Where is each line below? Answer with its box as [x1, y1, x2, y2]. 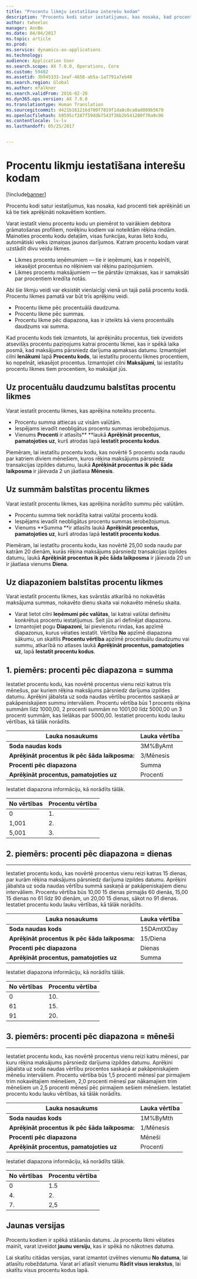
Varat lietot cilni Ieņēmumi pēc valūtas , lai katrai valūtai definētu [14, 611, 171, 618]
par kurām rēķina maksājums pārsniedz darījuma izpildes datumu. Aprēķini [6, 876, 186, 883]
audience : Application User [6, 58, 75, 63]
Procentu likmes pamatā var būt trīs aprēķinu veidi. [6, 292, 129, 300]
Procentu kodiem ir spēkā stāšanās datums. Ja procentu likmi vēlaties [6, 1236, 175, 1243]
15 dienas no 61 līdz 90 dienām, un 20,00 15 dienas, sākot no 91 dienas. [6, 895, 178, 902]
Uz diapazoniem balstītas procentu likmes [6, 577, 164, 587]
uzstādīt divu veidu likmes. [6, 245, 72, 252]
